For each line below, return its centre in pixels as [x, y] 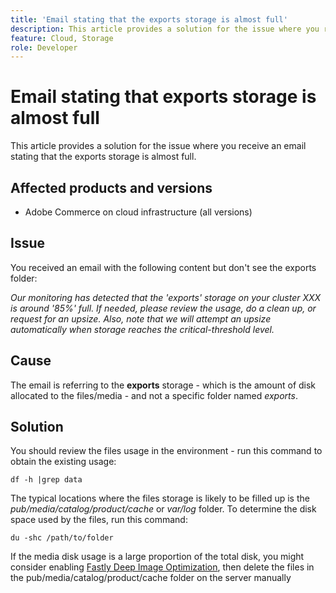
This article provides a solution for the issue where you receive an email [158, 146]
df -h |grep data [46, 480]
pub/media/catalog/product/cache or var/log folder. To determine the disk [163, 509]
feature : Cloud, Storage [62, 38]
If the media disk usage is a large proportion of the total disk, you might [157, 557]
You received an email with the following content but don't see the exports [163, 267]
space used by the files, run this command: [99, 520]
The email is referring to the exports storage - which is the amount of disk [163, 385]
